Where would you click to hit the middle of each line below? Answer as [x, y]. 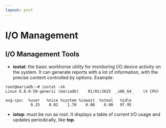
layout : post [19, 10]
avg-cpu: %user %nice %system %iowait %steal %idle [68, 100]
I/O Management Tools [42, 54]
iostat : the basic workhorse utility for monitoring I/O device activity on [87, 67]
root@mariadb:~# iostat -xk [35, 87]
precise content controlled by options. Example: [63, 77]
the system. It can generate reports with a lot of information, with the [85, 72]
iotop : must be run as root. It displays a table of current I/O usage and [86, 114]
